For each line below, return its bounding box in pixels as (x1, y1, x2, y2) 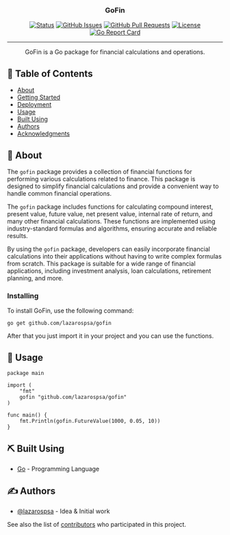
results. (7, 231, 29, 239)
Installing (7, 291, 39, 300)
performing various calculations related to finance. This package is (7, 174, 196, 183)
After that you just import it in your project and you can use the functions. (7, 332, 214, 340)
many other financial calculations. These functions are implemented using (7, 217, 216, 225)
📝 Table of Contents (7, 68, 93, 79)
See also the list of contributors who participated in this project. (7, 520, 187, 528)
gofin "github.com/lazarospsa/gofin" (19, 394, 127, 401)
